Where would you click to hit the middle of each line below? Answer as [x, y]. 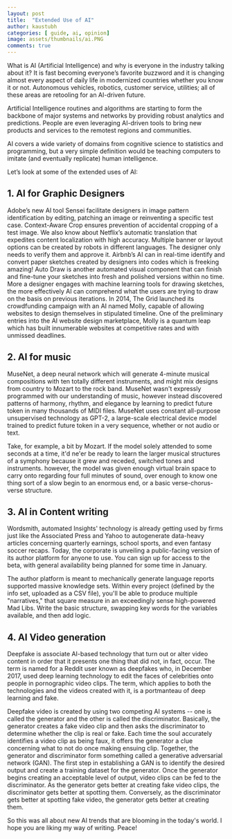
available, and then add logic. [49, 615]
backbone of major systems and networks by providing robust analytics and [116, 116]
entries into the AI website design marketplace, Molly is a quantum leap [109, 321]
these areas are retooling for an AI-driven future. [77, 95]
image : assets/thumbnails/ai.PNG [55, 39]
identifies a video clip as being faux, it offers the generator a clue [100, 741]
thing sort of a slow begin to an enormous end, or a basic [89, 482]
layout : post [26, 13]
